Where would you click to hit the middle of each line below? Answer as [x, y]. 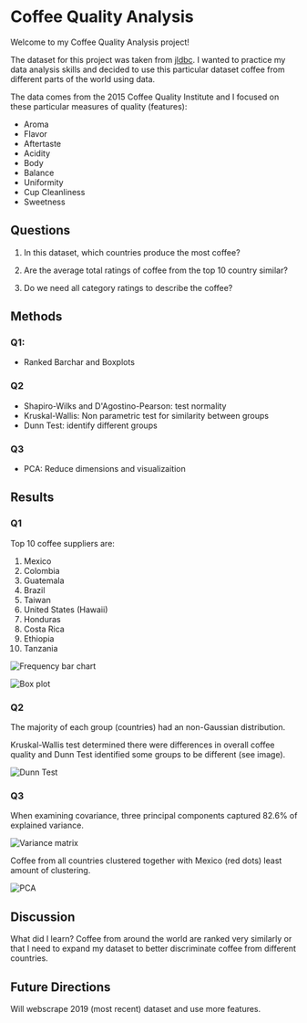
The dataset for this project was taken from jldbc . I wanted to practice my [148, 59]
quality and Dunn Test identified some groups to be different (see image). [148, 755]
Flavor [36, 133]
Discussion [43, 917]
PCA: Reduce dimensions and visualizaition [104, 469]
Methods [36, 317]
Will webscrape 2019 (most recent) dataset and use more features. [136, 1008]
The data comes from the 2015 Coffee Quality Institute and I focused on [145, 97]
